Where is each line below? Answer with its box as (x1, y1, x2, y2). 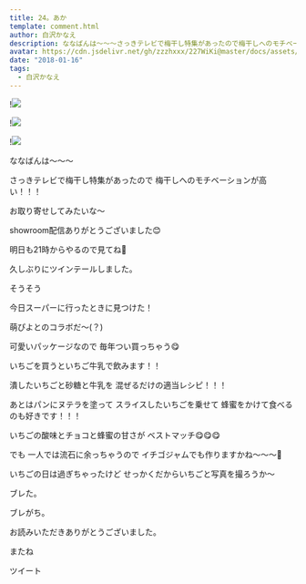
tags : (9, 65, 30, 74)
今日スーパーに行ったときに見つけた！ (9, 302, 153, 312)
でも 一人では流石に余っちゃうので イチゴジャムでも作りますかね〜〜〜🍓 (9, 448, 282, 460)
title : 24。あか (9, 13, 67, 23)
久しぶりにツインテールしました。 (9, 263, 138, 274)
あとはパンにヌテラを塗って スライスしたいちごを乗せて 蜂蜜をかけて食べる (9, 398, 293, 410)
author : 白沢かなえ (9, 30, 76, 39)
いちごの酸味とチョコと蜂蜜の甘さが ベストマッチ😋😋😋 (9, 429, 221, 440)
